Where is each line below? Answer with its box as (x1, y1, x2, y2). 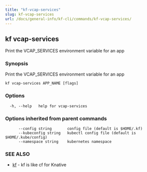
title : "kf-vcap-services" (5, 7, 61, 12)
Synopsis (5, 60, 28, 67)
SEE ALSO (5, 151, 30, 157)
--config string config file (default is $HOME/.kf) (18, 127, 143, 131)
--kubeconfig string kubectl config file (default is (18, 130, 136, 136)
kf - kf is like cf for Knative (12, 162, 67, 168)
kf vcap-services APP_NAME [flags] (5, 81, 79, 86)
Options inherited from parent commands (5, 115, 107, 122)
